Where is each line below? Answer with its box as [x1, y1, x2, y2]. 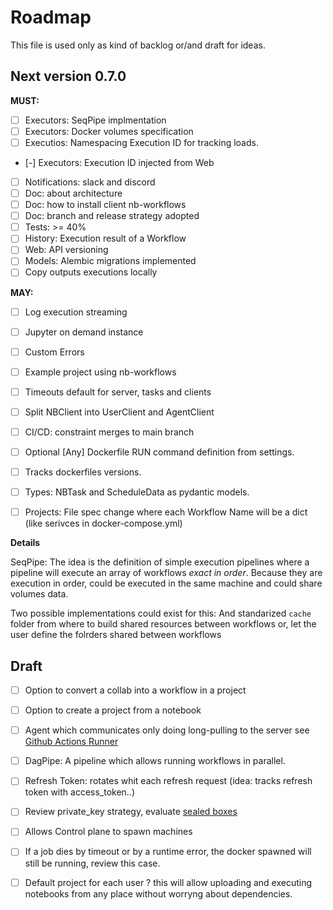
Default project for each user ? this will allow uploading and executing [24, 876, 313, 888]
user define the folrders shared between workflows [10, 629, 222, 641]
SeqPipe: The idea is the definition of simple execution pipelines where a [10, 556, 310, 568]
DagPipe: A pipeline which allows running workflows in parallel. [24, 755, 286, 767]
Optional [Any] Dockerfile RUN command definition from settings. [24, 446, 295, 458]
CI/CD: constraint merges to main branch [24, 426, 195, 438]
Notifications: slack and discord [24, 176, 156, 188]
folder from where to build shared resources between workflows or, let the [10, 618, 317, 630]
